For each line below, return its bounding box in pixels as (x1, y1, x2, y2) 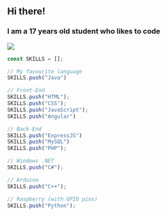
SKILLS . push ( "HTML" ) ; (7, 93, 70, 100)
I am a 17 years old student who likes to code (7, 26, 161, 36)
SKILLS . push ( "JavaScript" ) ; (7, 106, 89, 114)
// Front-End (7, 87, 45, 94)
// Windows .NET (7, 157, 54, 164)
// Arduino (7, 176, 39, 183)
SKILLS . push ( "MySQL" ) (7, 139, 70, 146)
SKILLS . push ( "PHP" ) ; (7, 145, 67, 152)
